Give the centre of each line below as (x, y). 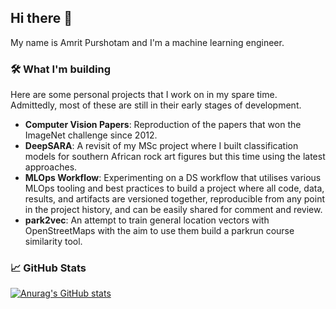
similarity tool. (53, 242)
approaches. (51, 167)
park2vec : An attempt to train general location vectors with (147, 220)
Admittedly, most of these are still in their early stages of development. (156, 105)
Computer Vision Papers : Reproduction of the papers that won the (163, 125)
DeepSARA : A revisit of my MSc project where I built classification (161, 146)
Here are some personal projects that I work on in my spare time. (144, 95)
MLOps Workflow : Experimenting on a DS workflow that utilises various (173, 178)
